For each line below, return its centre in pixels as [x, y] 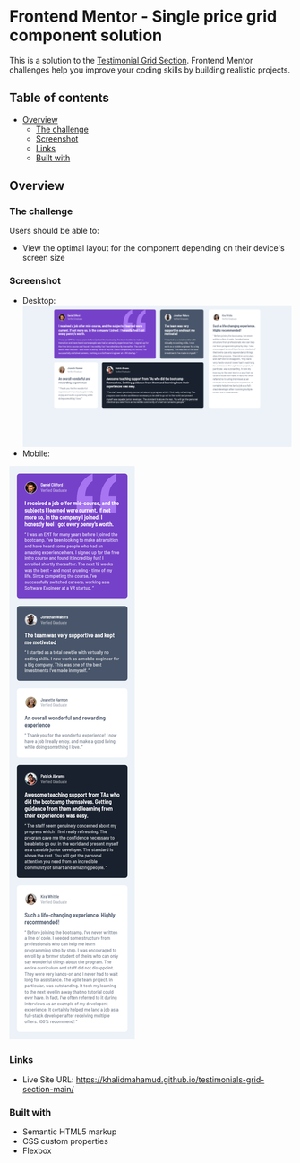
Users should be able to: [55, 231]
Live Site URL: [48, 1079]
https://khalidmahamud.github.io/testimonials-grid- [170, 1079]
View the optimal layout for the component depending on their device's [153, 248]
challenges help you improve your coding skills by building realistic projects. [150, 70]
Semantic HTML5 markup [69, 1132]
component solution [86, 35]
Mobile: [36, 453]
